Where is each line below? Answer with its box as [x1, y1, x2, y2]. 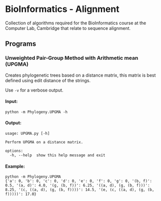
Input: [5, 99, 18, 104]
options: [5, 148, 23, 154]
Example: [5, 163, 25, 169]
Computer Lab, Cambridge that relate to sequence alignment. [5, 25, 131, 31]
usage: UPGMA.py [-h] [5, 131, 50, 136]
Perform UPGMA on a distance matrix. [5, 140, 83, 145]
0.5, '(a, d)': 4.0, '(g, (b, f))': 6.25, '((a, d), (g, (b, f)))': [5, 183, 150, 188]
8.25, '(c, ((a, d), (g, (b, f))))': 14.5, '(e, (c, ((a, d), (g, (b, [5, 188, 155, 193]
